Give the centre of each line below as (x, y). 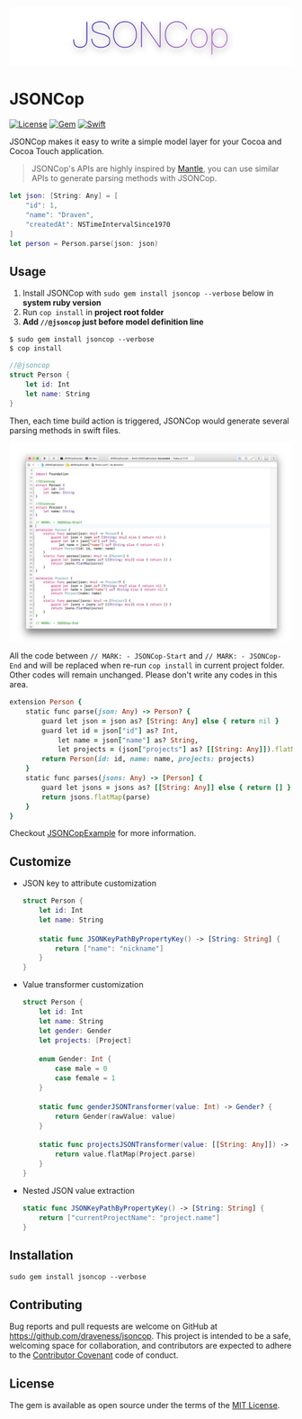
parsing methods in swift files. (65, 430)
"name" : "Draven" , (60, 214)
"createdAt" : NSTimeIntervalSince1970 (98, 224)
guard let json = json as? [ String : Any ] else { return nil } (160, 721)
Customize (40, 862)
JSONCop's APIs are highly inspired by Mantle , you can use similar (155, 168)
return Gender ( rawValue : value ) (115, 1116)
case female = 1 (85, 1078)
